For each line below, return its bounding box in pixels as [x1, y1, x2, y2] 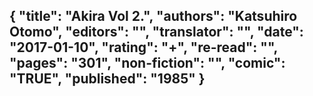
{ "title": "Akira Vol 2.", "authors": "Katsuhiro [9, 8, 298, 25]
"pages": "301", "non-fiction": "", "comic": [9, 55, 286, 72]
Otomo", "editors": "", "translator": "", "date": [9, 24, 304, 41]
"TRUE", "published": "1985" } [9, 70, 206, 88]
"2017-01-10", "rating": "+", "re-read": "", [9, 39, 278, 56]
